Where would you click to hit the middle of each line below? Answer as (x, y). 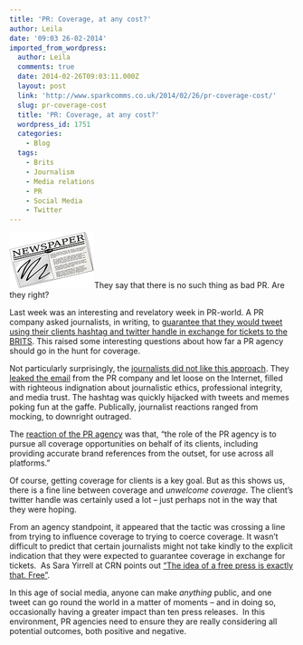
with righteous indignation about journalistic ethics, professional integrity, (146, 388)
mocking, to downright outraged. (71, 417)
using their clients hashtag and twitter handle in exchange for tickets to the (148, 332)
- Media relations (60, 181)
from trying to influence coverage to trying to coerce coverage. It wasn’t (144, 537)
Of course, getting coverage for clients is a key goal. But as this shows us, (147, 481)
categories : (40, 134)
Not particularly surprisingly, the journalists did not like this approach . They (149, 369)
